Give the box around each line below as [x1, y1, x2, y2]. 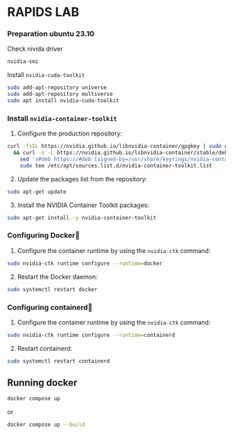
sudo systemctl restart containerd [7, 357, 110, 365]
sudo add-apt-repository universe [7, 84, 107, 91]
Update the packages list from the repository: [17, 174, 148, 183]
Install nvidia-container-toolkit [7, 113, 118, 123]
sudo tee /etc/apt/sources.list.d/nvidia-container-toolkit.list [19, 162, 213, 169]
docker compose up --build [7, 421, 85, 428]
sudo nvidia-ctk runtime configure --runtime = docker [7, 260, 163, 267]
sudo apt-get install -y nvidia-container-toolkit [7, 214, 157, 221]
